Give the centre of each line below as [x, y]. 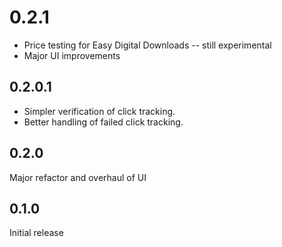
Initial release [36, 233]
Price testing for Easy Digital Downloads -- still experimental [147, 45]
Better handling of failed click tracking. [103, 122]
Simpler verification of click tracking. [99, 111]
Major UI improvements [72, 55]
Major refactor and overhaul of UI [78, 177]
